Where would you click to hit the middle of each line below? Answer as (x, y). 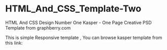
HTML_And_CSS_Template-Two (73, 9)
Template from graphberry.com (38, 27)
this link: (14, 42)
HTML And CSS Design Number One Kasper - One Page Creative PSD (79, 22)
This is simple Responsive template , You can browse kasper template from (84, 37)
